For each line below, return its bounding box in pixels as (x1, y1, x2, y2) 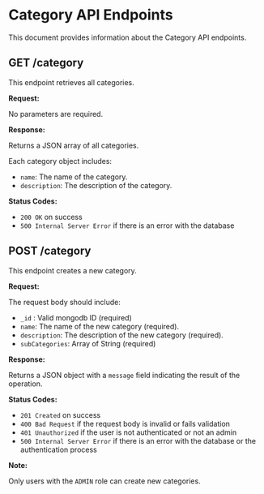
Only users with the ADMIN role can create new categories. (8, 476, 201, 486)
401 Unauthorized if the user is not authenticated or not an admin (19, 427, 237, 437)
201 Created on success (19, 410, 101, 419)
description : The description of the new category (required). (19, 330, 224, 340)
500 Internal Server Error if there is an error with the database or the (19, 436, 257, 445)
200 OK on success (19, 212, 83, 221)
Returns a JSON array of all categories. (8, 140, 139, 150)
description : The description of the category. (19, 180, 172, 190)
